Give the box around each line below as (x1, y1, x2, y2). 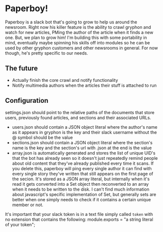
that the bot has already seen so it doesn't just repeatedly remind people (12, 155, 158, 161)
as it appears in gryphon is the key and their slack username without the (12, 129, 157, 135)
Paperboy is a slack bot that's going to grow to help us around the (5, 19, 137, 25)
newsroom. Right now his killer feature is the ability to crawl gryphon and (5, 24, 151, 30)
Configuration (5, 97, 49, 105)
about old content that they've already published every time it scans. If (12, 160, 154, 166)
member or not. (12, 202, 44, 208)
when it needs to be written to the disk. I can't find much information (12, 186, 150, 192)
